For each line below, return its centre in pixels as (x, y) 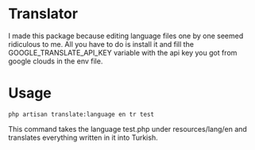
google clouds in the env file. (56, 61)
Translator (43, 14)
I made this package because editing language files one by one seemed (126, 36)
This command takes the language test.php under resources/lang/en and (128, 129)
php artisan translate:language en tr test (81, 114)
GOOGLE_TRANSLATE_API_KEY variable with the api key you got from (123, 52)
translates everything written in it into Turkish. (83, 137)
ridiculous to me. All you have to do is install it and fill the (101, 44)
